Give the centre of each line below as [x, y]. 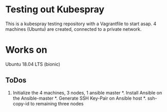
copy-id [21, 103]
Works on [26, 50]
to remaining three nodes [57, 103]
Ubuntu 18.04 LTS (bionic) [33, 64]
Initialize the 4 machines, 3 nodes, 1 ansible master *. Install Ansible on [87, 92]
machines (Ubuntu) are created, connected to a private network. [73, 29]
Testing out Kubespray [55, 10]
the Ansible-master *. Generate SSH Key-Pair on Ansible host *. [79, 98]
